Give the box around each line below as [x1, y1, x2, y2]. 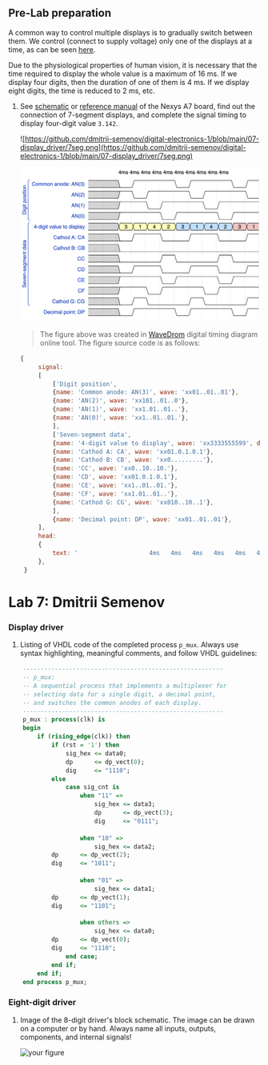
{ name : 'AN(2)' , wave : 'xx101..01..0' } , [52, 397, 190, 405]
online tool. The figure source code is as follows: [39, 338, 201, 347]
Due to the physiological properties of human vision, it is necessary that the [8, 60, 258, 70]
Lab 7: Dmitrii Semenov [8, 593, 166, 611]
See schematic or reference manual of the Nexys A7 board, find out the [19, 101, 256, 111]
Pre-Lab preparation [8, 6, 112, 20]
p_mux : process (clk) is [22, 715, 106, 724]
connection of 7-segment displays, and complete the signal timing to [19, 110, 246, 119]
